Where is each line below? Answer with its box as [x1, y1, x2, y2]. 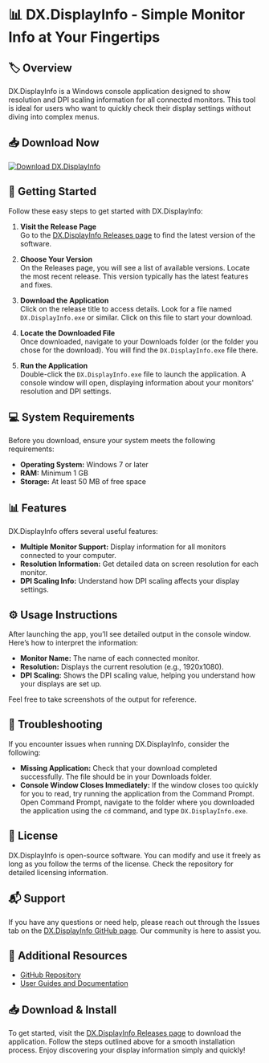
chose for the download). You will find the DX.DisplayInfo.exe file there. [19, 345, 259, 355]
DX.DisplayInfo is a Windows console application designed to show [8, 87, 230, 96]
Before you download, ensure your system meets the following [8, 436, 215, 446]
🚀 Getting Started [8, 185, 97, 198]
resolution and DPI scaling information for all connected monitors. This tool [8, 95, 256, 104]
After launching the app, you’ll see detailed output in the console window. [8, 629, 251, 639]
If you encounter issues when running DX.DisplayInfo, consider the [8, 739, 230, 748]
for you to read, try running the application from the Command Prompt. [19, 788, 255, 798]
